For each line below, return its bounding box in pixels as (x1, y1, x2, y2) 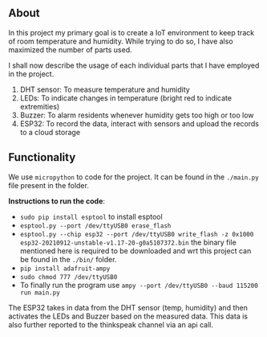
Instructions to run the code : (8, 196, 106, 206)
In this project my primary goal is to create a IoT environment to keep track (8, 27, 255, 37)
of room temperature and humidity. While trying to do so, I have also (8, 36, 234, 46)
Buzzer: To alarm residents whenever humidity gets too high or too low (19, 110, 254, 120)
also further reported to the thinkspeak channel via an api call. (8, 319, 214, 329)
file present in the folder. (8, 180, 90, 190)
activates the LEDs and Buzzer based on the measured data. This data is (8, 311, 249, 321)
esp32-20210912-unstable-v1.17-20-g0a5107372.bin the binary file (19, 237, 237, 247)
